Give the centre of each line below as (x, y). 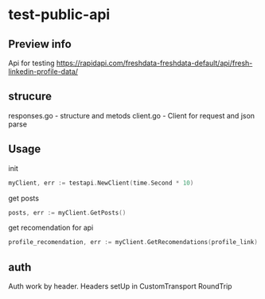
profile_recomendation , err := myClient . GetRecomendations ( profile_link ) (133, 243)
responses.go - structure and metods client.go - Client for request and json (132, 115)
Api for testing (31, 63)
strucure (30, 97)
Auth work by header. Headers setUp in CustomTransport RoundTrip (120, 286)
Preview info (40, 44)
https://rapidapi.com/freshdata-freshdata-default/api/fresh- (154, 63)
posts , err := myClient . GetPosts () (67, 212)
